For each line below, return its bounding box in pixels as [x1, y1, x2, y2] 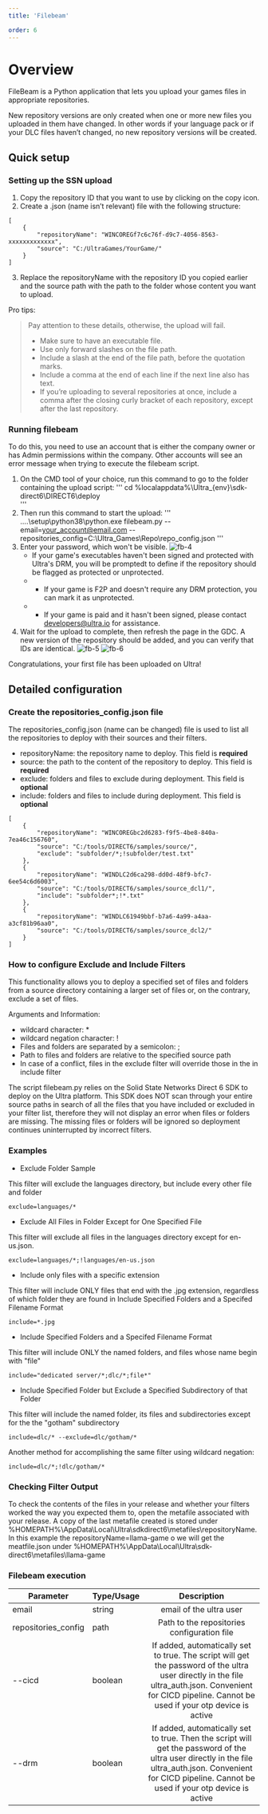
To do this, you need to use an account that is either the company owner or [8, 442, 255, 452]
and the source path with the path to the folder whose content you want [19, 281, 257, 291]
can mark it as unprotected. [43, 593, 135, 603]
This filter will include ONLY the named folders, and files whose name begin [8, 1347, 258, 1357]
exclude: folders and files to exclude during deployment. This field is [19, 774, 245, 784]
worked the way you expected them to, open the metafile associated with [8, 1508, 250, 1517]
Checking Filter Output [8, 1481, 99, 1492]
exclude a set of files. [8, 994, 79, 1004]
